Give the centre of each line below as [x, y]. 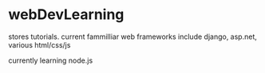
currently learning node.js [51, 60]
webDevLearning [66, 15]
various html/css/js [40, 44]
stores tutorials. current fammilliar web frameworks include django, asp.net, [133, 36]
